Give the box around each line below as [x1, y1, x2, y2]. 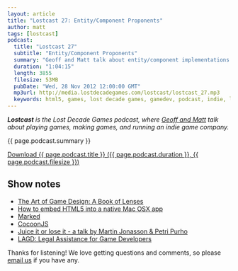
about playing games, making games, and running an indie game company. [7, 123, 229, 131]
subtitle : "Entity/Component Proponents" [13, 50, 138, 57]
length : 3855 [13, 69, 52, 76]
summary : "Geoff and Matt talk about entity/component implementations [13, 57, 230, 64]
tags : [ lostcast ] [7, 30, 59, 38]
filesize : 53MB [13, 76, 59, 83]
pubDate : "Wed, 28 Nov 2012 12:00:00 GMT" [13, 83, 141, 90]
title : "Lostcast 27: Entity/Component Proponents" [7, 17, 163, 24]
